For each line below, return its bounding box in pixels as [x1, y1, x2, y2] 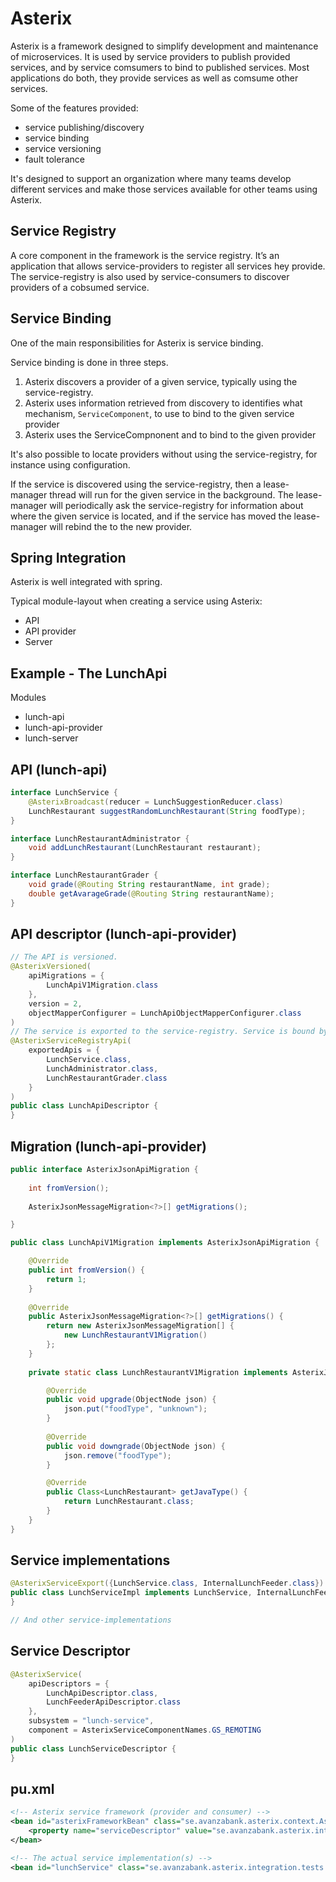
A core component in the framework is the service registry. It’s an [10, 249, 280, 261]
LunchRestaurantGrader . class [46, 1073, 168, 1083]
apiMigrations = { [28, 971, 105, 981]
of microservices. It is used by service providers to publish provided [10, 50, 291, 62]
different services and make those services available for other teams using [10, 183, 318, 195]
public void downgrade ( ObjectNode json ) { [46, 1441, 226, 1451]
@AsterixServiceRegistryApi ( [10, 1036, 132, 1046]
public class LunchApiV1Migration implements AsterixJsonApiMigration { [10, 1238, 320, 1248]
